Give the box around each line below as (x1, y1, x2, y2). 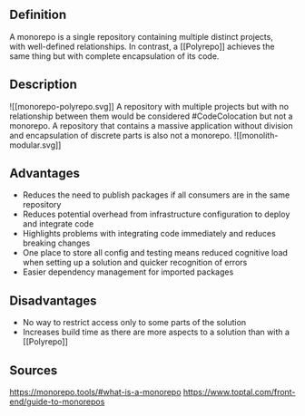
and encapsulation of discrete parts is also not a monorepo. (9, 130, 232, 140)
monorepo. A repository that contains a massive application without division (9, 120, 293, 131)
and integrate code (22, 218, 94, 229)
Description (9, 77, 77, 92)
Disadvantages (9, 293, 97, 308)
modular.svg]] (9, 140, 62, 150)
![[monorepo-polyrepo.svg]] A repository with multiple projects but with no (9, 101, 289, 111)
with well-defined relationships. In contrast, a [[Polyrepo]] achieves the (9, 41, 275, 52)
